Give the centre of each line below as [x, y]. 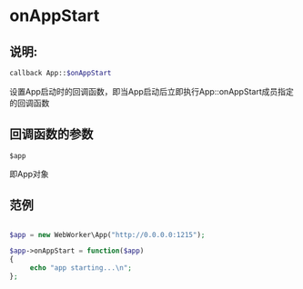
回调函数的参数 [51, 134]
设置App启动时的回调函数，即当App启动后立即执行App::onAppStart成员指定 [151, 91]
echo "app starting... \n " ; [81, 268]
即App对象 [29, 174]
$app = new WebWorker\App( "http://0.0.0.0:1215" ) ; [107, 234]
